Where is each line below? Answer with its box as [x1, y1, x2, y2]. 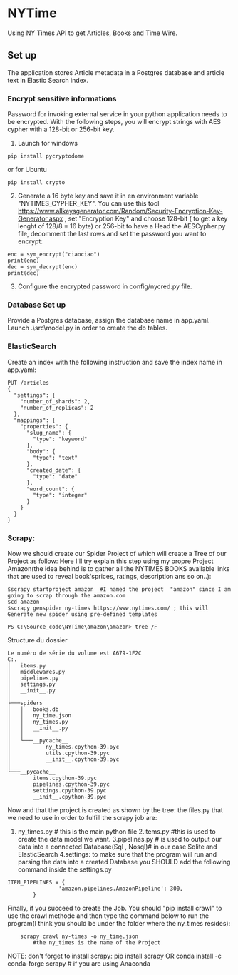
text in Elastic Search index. [7, 76, 89, 84]
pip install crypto [7, 179, 66, 186]
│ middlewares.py [7, 668, 66, 675]
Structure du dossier [7, 635, 68, 644]
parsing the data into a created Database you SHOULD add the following [17, 857, 231, 866]
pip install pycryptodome [7, 153, 84, 160]
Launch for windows [17, 139, 78, 148]
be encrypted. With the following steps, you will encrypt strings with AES [7, 118, 222, 126]
